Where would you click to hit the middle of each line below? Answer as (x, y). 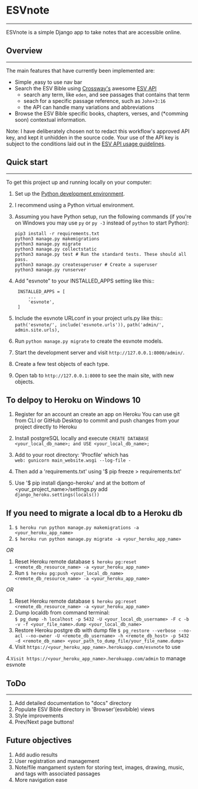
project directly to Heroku (46, 427)
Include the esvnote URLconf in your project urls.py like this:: (89, 318)
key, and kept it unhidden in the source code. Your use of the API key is (93, 137)
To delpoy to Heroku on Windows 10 (73, 400)
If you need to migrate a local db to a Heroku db (94, 513)
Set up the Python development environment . (70, 193)
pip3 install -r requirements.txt (57, 233)
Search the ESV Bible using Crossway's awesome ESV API (86, 88)
